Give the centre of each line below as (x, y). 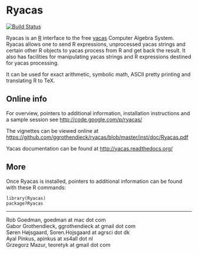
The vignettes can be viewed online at (52, 131)
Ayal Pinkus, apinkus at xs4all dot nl (49, 238)
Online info (27, 99)
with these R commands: (36, 187)
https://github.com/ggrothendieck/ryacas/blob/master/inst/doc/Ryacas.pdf (97, 137)
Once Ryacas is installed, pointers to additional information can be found (94, 181)
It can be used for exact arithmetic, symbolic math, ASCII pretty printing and (98, 74)
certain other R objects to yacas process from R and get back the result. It (96, 50)
